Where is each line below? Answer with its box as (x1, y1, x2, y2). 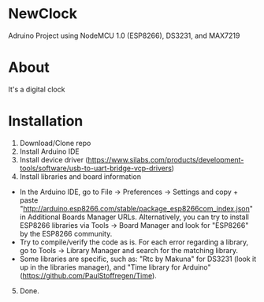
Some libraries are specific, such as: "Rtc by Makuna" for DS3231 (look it (19, 254, 257, 263)
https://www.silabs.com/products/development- (87, 155, 244, 164)
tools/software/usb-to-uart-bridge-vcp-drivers (19, 163, 172, 173)
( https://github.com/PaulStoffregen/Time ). (19, 270, 158, 280)
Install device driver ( (19, 155, 88, 164)
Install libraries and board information (19, 171, 142, 181)
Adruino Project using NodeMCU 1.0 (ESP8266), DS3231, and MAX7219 (8, 31, 240, 40)
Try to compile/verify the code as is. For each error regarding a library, (19, 237, 249, 247)
